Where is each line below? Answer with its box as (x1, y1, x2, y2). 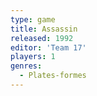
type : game (10, 14, 56, 25)
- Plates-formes (19, 71, 87, 81)
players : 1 (10, 52, 56, 62)
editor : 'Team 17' (10, 42, 87, 53)
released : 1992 (10, 33, 74, 43)
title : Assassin (10, 24, 78, 34)
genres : (10, 61, 43, 71)
